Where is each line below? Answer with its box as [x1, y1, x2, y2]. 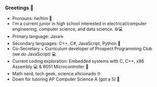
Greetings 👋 [5, 4, 34, 11]
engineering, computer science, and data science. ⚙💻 [12, 26, 123, 32]
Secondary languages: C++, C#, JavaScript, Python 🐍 [12, 41, 121, 46]
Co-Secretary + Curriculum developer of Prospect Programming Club [12, 46, 153, 52]
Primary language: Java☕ [12, 34, 64, 40]
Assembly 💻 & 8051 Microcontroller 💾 [12, 64, 89, 70]
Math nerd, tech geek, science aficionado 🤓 [12, 71, 101, 77]
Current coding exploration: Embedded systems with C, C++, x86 [12, 58, 144, 64]
